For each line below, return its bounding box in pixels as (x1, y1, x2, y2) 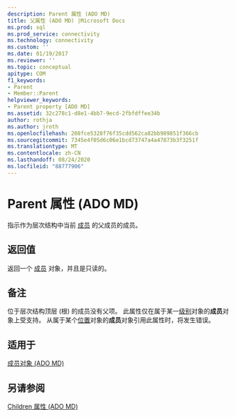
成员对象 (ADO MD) (7, 359, 65, 368)
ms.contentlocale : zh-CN (7, 150, 81, 157)
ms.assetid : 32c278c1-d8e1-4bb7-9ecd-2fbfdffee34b (7, 110, 161, 117)
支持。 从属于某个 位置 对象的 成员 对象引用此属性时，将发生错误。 (26, 316, 215, 324)
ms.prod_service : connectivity (7, 30, 100, 38)
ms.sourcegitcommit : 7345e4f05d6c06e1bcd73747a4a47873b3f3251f (7, 136, 199, 143)
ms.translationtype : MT (7, 143, 78, 150)
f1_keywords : (7, 76, 46, 84)
